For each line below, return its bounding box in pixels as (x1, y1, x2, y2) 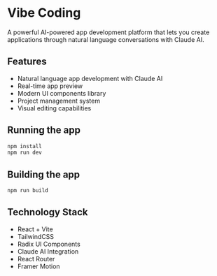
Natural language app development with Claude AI (17, 74, 163, 82)
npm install (7, 143, 42, 150)
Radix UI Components (17, 240, 80, 248)
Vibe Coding (7, 5, 81, 21)
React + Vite (17, 225, 54, 233)
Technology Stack (7, 206, 88, 218)
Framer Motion (17, 262, 61, 270)
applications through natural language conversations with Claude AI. (7, 35, 204, 43)
